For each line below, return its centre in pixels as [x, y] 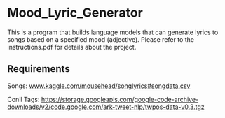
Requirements [39, 69]
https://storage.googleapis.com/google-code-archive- [120, 99]
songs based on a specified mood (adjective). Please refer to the [101, 39]
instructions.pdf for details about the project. [72, 47]
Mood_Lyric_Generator [75, 13]
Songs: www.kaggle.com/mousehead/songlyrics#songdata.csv [99, 86]
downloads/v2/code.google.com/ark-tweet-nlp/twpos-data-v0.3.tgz [106, 107]
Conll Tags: [23, 99]
